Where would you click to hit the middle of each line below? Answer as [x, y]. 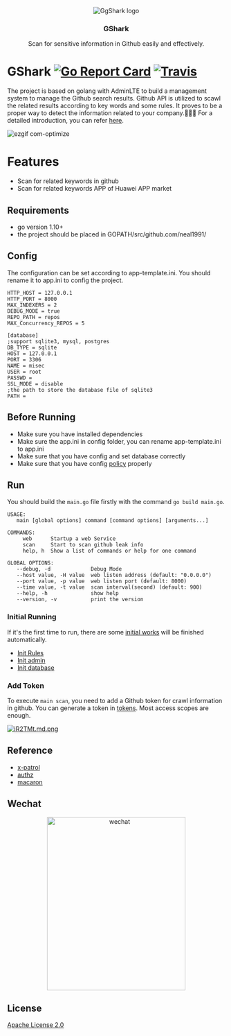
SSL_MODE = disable [35, 384]
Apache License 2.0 [36, 1025]
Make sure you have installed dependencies [80, 434]
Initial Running [32, 617]
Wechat [24, 804]
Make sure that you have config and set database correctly [101, 456]
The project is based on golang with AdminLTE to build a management [107, 91]
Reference [30, 751]
